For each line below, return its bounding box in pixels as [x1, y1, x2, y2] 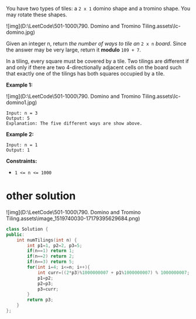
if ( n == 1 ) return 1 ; [27, 248, 75, 254]
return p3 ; [27, 297, 54, 303]
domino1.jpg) [6, 99, 37, 106]
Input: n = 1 [6, 142, 38, 148]
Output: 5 [6, 115, 30, 121]
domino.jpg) [6, 29, 35, 36]
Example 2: [6, 131, 34, 138]
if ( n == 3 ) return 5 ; [27, 259, 75, 265]
